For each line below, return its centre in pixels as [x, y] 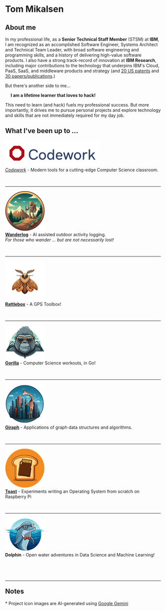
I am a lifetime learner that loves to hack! [53, 95]
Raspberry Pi [18, 497]
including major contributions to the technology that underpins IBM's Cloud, [82, 66]
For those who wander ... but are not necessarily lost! [60, 240]
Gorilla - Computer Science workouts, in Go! [50, 363]
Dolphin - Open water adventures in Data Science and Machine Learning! [80, 555]
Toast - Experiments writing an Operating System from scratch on [72, 491]
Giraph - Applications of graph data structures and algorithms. [69, 427]
